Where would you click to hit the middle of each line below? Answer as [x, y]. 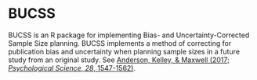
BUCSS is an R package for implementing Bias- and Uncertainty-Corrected [129, 35]
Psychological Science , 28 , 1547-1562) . [72, 68]
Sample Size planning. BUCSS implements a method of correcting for [120, 43]
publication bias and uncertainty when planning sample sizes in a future [124, 51]
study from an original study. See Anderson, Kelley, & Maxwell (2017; [119, 60]
